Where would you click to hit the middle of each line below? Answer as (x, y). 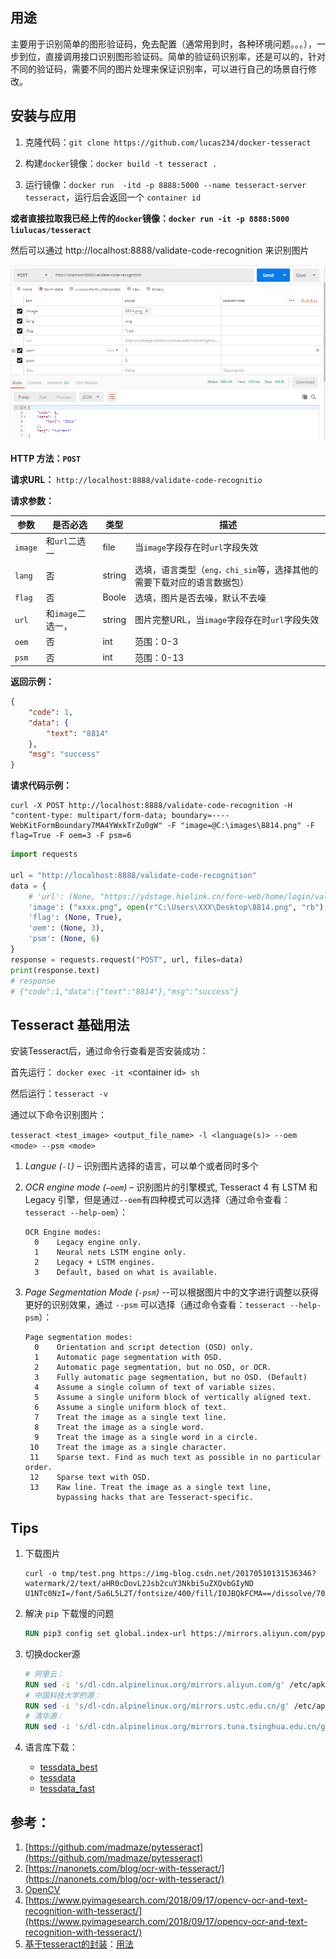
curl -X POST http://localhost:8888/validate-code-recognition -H (151, 806)
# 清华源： (44, 1716)
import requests (44, 854)
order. (38, 1468)
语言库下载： (51, 1747)
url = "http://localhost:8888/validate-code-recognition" (133, 875)
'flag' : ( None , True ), (75, 918)
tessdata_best (68, 1767)
